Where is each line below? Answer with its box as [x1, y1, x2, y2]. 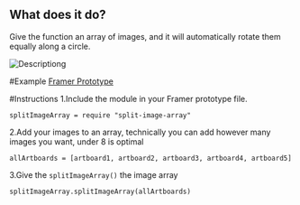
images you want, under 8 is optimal [9, 135, 144, 147]
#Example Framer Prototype [9, 76, 114, 87]
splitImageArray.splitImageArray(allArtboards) [9, 187, 192, 196]
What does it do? [9, 7, 106, 23]
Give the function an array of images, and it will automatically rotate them [9, 31, 281, 42]
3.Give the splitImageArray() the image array [9, 169, 178, 180]
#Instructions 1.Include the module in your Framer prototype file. [9, 93, 248, 104]
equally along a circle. [9, 41, 91, 51]
